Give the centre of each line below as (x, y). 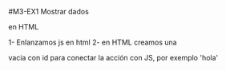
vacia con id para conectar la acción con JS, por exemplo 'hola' (113, 58)
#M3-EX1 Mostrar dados (49, 12)
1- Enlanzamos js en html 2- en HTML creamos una (93, 42)
